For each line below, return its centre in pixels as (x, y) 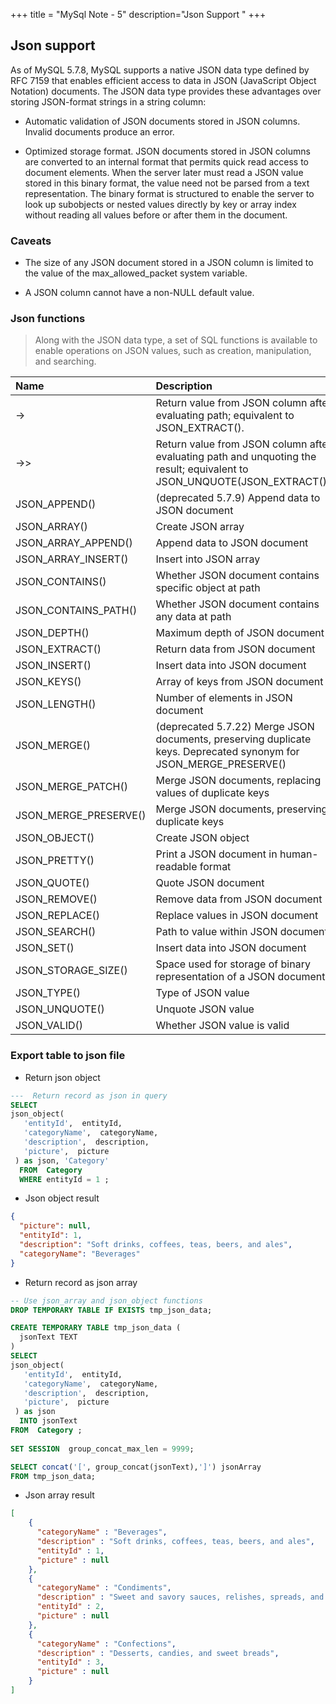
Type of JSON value (202, 993)
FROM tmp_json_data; (53, 1476)
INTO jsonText (48, 1421)
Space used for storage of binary (233, 964)
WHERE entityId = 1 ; (64, 1179)
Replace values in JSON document (237, 916)
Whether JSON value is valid (222, 1026)
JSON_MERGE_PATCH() (71, 787)
